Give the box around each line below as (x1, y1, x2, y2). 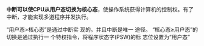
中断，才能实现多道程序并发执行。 (6, 13, 92, 20)
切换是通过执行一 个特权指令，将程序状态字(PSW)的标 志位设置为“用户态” (6, 33, 191, 41)
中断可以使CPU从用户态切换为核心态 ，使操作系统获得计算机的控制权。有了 (6, 6, 194, 13)
